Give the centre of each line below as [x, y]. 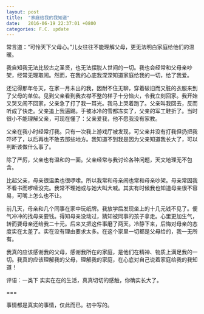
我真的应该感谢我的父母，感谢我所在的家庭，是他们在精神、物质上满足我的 [99, 252]
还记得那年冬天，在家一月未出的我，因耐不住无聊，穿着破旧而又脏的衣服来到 [102, 88]
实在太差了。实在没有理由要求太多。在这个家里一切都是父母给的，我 [97, 232]
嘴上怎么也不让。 [43, 196]
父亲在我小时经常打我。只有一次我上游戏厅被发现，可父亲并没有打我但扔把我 [102, 132]
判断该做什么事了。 [30, 147]
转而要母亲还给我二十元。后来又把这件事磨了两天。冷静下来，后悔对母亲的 [99, 224]
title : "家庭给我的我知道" [38, 18]
